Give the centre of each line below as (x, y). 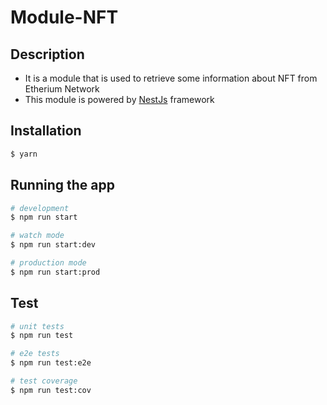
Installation (46, 131)
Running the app (62, 185)
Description (47, 54)
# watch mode (37, 236)
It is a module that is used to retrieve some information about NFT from (171, 78)
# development (40, 208)
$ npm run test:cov (51, 390)
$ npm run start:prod (55, 272)
